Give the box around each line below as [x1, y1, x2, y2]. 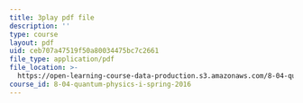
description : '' [9, 21, 70, 30]
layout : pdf [9, 38, 54, 47]
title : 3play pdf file [9, 13, 95, 22]
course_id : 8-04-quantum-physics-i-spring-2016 [9, 80, 192, 89]
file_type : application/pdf [9, 55, 115, 64]
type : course [9, 30, 59, 39]
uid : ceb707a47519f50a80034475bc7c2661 [9, 47, 160, 56]
